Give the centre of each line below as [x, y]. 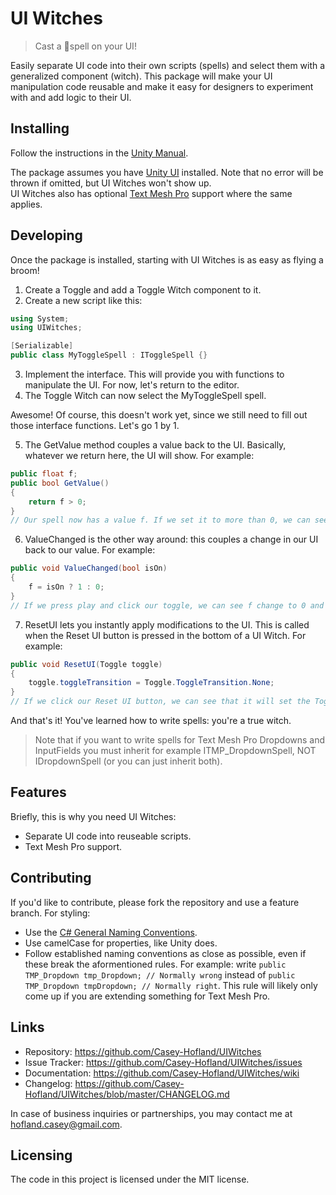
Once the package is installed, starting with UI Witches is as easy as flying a [167, 259]
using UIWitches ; [46, 328]
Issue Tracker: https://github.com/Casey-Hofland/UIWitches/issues [163, 1062]
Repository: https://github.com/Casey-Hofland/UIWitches [143, 1051]
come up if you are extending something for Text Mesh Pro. [147, 996]
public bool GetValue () [60, 483]
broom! [25, 270]
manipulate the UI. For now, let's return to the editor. [132, 385]
